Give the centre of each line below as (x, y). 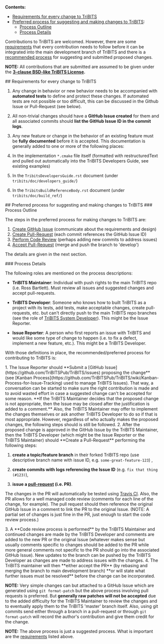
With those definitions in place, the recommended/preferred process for (78, 353)
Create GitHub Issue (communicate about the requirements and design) (84, 229)
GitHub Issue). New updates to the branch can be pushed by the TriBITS (78, 555)
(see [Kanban (19, 378)
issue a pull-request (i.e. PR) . (42, 484)
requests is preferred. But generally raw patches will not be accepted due (81, 596)
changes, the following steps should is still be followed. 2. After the (73, 425)
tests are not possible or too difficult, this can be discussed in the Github (85, 101)
